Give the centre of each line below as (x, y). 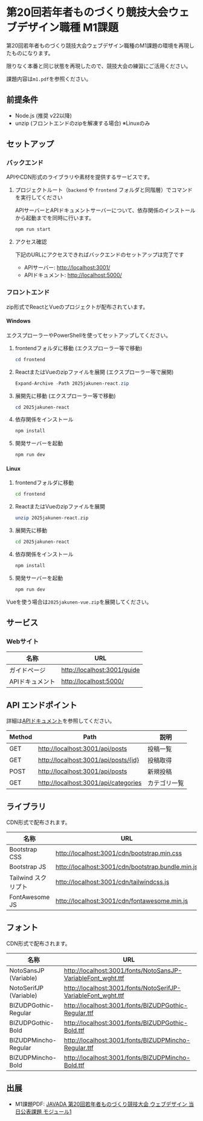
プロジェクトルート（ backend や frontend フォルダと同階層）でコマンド (104, 190)
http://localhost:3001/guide (101, 670)
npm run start (33, 230)
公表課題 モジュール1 (46, 1111)
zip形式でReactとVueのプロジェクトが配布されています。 (77, 307)
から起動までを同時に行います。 (55, 218)
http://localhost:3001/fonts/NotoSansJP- (123, 970)
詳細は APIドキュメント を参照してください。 (61, 721)
